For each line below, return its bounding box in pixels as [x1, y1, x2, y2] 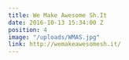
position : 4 [8, 26, 47, 34]
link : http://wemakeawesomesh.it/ [8, 41, 122, 48]
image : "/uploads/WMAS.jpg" [8, 33, 101, 41]
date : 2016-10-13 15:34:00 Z [8, 19, 104, 26]
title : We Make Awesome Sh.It [8, 11, 108, 19]
